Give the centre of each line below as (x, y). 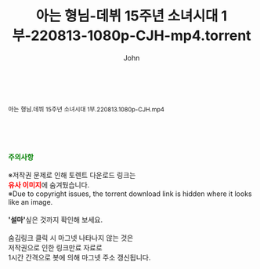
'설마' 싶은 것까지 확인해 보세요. (56, 220)
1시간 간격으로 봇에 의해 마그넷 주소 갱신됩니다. (79, 257)
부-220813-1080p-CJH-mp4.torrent (132, 36)
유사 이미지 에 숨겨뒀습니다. (49, 184)
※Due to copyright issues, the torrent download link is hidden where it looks (130, 194)
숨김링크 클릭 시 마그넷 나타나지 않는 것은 (71, 238)
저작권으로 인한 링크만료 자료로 (56, 247)
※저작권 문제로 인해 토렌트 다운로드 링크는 (72, 175)
